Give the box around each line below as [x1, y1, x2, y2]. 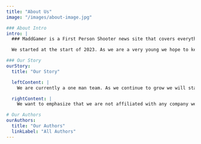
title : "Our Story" [11, 68, 60, 74]
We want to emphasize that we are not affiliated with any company [17, 101, 188, 107]
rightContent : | [11, 96, 52, 102]
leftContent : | [11, 79, 50, 85]
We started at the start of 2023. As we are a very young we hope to [11, 47, 188, 53]
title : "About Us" [6, 8, 52, 15]
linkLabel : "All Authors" [11, 129, 77, 134]
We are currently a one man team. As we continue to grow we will [17, 84, 186, 91]
